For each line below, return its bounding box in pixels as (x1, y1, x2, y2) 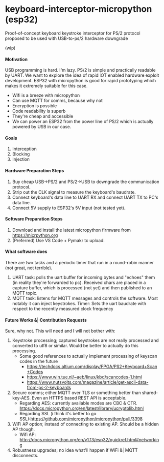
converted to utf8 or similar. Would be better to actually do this (12, 343, 139, 349)
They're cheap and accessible (12, 113, 73, 119)
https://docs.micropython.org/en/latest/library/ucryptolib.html (19, 405, 144, 411)
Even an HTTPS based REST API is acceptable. (31, 395, 127, 401)
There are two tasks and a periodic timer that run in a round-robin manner (5, 259, 154, 265)
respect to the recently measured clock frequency (12, 306, 114, 311)
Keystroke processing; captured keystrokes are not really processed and (12, 338, 159, 343)
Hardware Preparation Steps (5, 167, 64, 173)
